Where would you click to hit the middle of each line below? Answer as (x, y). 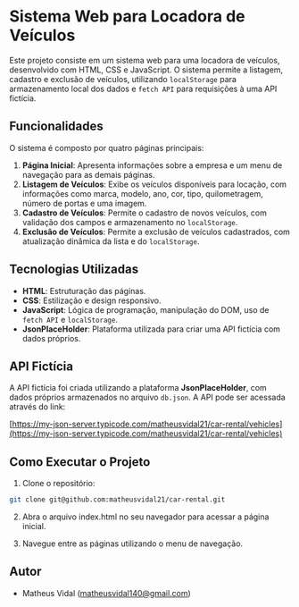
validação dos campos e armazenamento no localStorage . (130, 222)
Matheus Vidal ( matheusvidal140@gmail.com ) (107, 593)
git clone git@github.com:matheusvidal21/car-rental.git (117, 500)
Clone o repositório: (58, 484)
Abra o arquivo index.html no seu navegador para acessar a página (145, 517)
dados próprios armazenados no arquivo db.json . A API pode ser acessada (147, 397)
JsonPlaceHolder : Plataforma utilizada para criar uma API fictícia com (151, 329)
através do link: (37, 407)
